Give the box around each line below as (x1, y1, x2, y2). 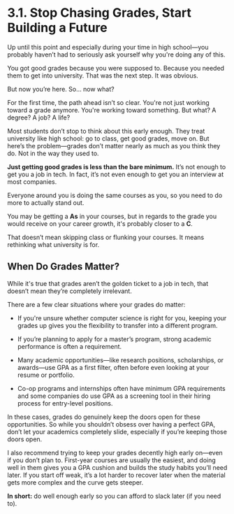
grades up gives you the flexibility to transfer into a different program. (17, 321, 218, 329)
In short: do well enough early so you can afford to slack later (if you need (7, 492, 221, 500)
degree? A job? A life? (7, 113, 71, 122)
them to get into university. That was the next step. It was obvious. (7, 71, 199, 80)
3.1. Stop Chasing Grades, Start (7, 5, 192, 21)
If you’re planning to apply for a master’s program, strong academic (17, 334, 212, 343)
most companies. (7, 177, 57, 186)
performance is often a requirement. (17, 342, 122, 350)
